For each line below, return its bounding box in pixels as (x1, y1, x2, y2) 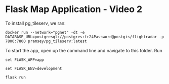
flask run (5, 74, 26, 80)
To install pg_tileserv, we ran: (5, 20, 66, 26)
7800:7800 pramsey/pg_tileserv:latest (5, 39, 87, 44)
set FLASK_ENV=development (5, 66, 62, 71)
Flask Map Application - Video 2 (5, 4, 143, 15)
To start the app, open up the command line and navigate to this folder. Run (5, 47, 163, 53)
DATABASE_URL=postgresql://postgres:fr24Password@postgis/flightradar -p (5, 34, 164, 39)
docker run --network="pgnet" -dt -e (5, 30, 85, 35)
